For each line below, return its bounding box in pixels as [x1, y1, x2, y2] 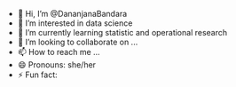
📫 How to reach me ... [17, 47, 100, 57]
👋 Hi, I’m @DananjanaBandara [17, 9, 128, 19]
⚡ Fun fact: [17, 69, 58, 80]
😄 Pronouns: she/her [17, 59, 96, 70]
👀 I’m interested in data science [17, 18, 133, 28]
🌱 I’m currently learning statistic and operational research [17, 28, 228, 37]
